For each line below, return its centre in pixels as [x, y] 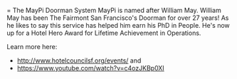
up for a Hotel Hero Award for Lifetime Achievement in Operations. [104, 33]
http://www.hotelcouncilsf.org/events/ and [79, 60]
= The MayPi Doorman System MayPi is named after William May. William [114, 10]
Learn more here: [32, 47]
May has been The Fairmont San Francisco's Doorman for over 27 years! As [118, 18]
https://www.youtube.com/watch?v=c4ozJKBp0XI [90, 68]
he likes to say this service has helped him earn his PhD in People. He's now [118, 25]
